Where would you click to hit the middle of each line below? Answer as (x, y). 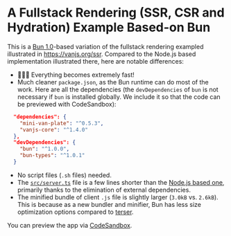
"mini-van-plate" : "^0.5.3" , (62, 123)
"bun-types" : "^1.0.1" (52, 156)
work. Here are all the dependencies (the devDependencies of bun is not (118, 89)
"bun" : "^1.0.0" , (45, 149)
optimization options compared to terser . (75, 212)
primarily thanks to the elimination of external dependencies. (104, 190)
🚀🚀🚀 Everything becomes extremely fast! (76, 75)
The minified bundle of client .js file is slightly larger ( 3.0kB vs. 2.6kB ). (118, 197)
